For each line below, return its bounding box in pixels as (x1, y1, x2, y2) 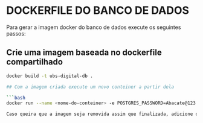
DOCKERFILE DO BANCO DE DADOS (6, 4, 189, 17)
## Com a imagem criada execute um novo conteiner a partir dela (6, 84, 174, 90)
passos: (6, 30, 26, 37)
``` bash (6, 95, 26, 101)
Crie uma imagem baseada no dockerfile (6, 48, 162, 58)
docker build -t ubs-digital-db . (6, 73, 94, 79)
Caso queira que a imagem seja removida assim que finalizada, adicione (6, 111, 193, 118)
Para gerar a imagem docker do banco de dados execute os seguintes (6, 24, 181, 31)
